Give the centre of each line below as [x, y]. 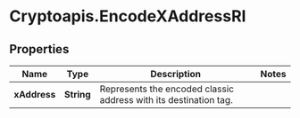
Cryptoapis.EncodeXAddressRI [128, 16]
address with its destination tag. [167, 100]
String [77, 94]
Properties [39, 49]
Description [176, 74]
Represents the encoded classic [167, 89]
